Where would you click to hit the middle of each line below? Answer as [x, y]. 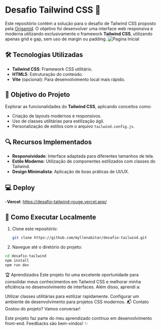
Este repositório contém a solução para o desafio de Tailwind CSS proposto [80, 23]
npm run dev [17, 265]
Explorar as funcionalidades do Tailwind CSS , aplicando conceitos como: [78, 106]
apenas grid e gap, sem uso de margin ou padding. [56, 39]
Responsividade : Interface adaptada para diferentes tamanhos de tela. [83, 156]
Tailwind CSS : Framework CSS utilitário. [52, 69]
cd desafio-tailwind [26, 256]
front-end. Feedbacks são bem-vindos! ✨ [47, 323]
